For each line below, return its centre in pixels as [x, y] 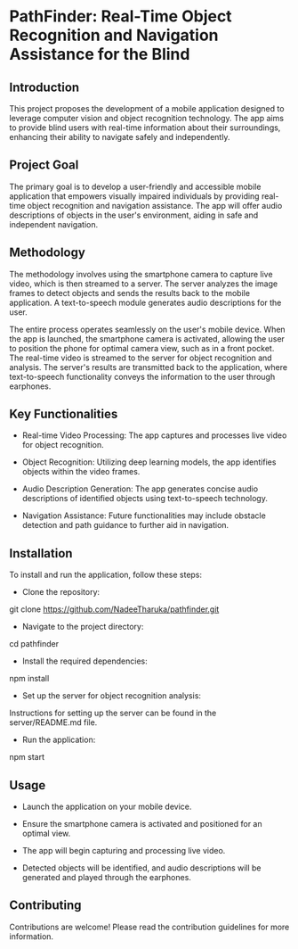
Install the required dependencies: [85, 661]
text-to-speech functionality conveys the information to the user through [142, 376]
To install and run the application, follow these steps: [106, 575]
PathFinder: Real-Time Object [121, 17]
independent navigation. [54, 224]
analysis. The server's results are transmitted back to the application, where [148, 367]
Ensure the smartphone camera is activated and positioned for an [142, 824]
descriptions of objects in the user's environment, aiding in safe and [134, 215]
